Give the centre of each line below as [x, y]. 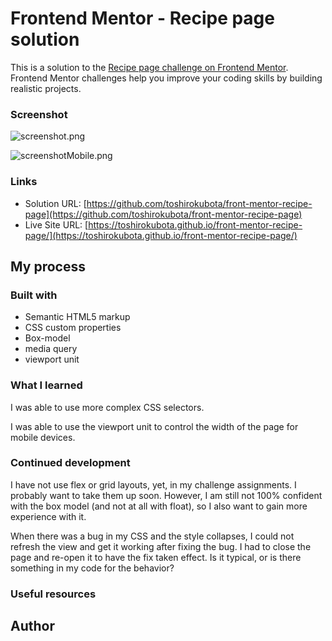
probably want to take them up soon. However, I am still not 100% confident [166, 495]
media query [51, 349]
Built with [34, 295]
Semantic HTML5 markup [77, 317]
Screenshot [39, 114]
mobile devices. [43, 437]
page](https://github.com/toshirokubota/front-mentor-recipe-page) [163, 214]
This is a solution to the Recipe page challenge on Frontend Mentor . [149, 67]
